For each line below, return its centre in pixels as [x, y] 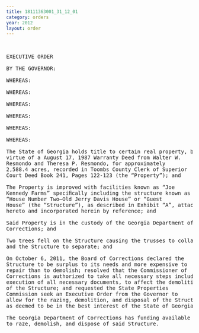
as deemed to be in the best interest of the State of [87, 306]
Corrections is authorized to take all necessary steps [89, 276]
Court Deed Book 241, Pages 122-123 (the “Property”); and [94, 175]
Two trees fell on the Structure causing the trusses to [91, 241]
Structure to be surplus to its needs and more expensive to [97, 264]
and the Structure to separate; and [59, 247]
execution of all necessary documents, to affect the [86, 282]
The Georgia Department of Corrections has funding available [98, 318]
